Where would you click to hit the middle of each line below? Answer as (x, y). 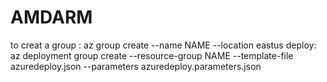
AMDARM (51, 17)
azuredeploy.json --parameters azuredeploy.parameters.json (136, 66)
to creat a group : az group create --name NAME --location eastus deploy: (163, 45)
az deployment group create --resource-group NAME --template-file (152, 55)
